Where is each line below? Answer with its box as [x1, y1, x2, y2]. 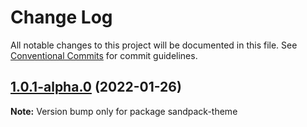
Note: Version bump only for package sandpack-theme [10, 105, 238, 117]
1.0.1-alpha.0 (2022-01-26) [10, 79, 182, 96]
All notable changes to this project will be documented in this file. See [10, 39, 298, 51]
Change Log [10, 6, 113, 29]
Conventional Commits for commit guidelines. [10, 49, 198, 61]
